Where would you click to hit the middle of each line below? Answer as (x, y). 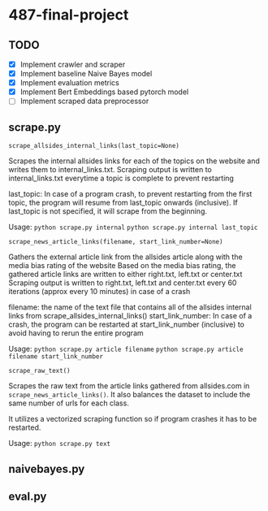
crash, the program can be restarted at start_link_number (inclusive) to (127, 325)
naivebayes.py (47, 469)
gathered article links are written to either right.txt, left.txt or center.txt (125, 275)
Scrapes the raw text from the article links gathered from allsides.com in (129, 386)
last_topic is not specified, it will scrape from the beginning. (108, 211)
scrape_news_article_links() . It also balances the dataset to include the (130, 395)
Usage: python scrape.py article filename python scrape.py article (126, 349)
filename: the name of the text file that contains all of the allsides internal (130, 307)
